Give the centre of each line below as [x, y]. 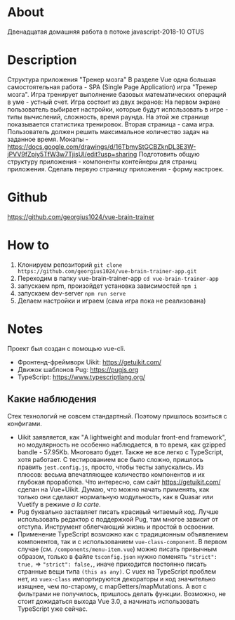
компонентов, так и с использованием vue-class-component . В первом [122, 541]
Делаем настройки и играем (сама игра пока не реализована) [112, 301]
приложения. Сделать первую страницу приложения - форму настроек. [116, 169]
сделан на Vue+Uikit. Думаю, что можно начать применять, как [113, 489]
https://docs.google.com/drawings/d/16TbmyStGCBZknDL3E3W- [102, 146]
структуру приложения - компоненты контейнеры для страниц [102, 161]
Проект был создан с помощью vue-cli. [66, 348]
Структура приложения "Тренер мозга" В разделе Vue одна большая [112, 79]
